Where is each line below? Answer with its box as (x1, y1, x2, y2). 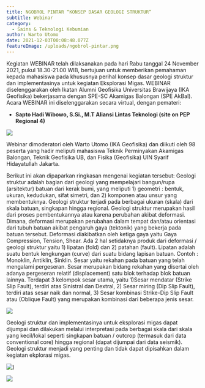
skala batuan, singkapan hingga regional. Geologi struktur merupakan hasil (6, 204, 195, 212)
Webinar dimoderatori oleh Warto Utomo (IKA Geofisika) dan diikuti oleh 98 (6, 140, 196, 147)
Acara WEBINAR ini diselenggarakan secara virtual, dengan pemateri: (6, 99, 182, 106)
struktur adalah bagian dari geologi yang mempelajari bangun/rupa (6, 178, 175, 185)
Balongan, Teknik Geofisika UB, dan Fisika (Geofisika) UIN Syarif (6, 154, 170, 161)
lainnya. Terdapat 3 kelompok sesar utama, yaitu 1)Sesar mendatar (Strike (6, 276, 193, 283)
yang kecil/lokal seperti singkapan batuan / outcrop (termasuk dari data (6, 332, 187, 339)
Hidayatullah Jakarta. (6, 160, 60, 167)
